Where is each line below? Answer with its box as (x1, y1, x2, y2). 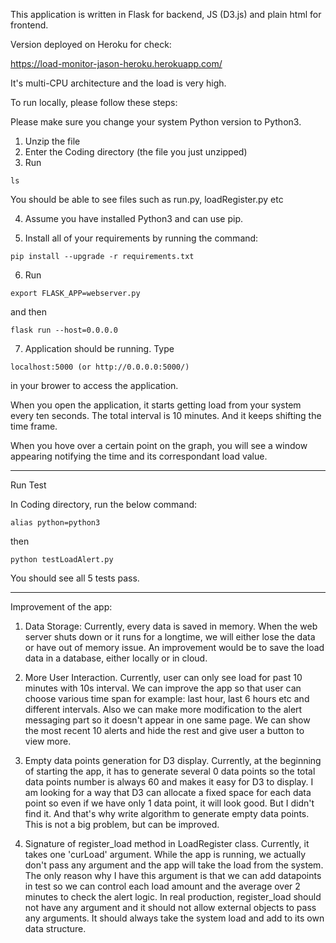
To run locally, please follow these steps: (10, 97, 178, 108)
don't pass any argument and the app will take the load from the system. (24, 859, 324, 871)
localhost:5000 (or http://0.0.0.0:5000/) (10, 362, 190, 372)
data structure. (24, 923, 87, 934)
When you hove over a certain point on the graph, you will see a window (10, 440, 308, 451)
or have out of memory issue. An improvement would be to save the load (24, 642, 325, 653)
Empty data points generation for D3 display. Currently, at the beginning (24, 755, 322, 766)
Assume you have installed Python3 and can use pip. (24, 213, 244, 224)
